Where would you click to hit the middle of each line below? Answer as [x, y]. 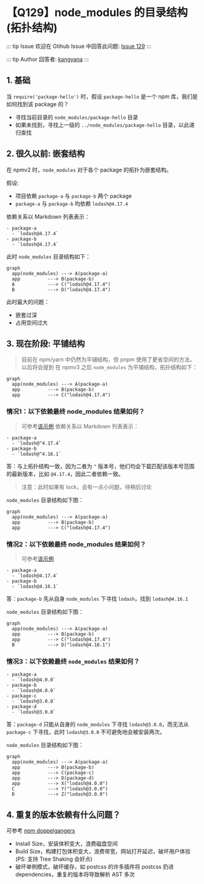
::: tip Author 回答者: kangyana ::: [48, 59]
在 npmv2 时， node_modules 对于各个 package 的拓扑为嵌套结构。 [89, 170]
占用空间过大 [31, 323]
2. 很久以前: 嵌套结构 [46, 154]
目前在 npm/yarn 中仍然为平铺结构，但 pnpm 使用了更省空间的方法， [108, 359]
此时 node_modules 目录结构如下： [48, 256]
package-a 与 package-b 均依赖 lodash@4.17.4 [72, 203]
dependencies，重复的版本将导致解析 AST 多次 [75, 874]
